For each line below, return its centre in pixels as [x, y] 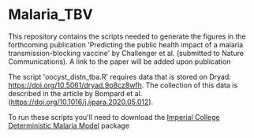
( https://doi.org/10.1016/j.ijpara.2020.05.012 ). [81, 102]
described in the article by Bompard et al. [75, 93]
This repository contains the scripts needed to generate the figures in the [127, 36]
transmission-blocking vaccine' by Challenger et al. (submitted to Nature [126, 53]
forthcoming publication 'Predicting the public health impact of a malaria [126, 44]
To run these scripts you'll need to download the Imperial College [114, 117]
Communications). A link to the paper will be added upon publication [120, 62]
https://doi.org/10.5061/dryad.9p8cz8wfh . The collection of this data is [123, 85]
